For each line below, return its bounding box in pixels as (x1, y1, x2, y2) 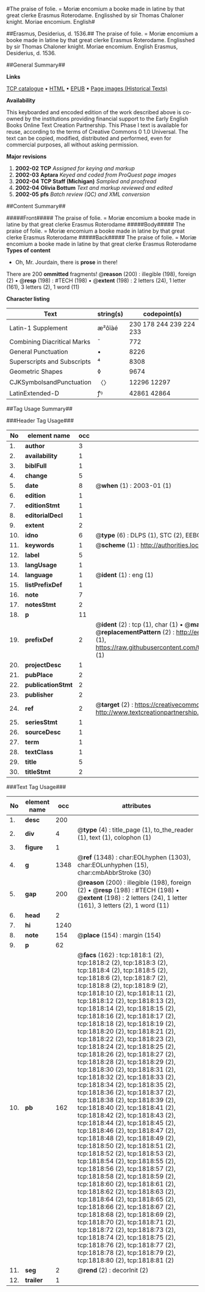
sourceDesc (25, 728, 61, 736)
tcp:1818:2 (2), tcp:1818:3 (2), (77, 959, 168, 967)
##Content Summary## (6, 203, 66, 209)
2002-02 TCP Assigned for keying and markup (15, 165, 135, 172)
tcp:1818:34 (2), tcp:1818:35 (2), (77, 1081, 176, 1089)
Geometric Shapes (9, 368, 63, 376)
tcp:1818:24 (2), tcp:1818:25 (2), (77, 1042, 176, 1051)
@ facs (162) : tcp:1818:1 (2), (77, 951, 164, 959)
